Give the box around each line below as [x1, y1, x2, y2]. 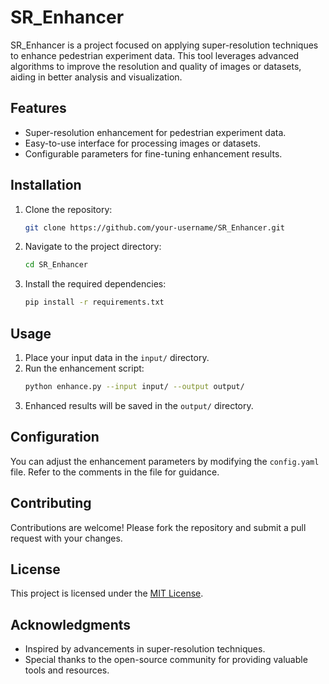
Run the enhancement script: [24, 362, 145, 374]
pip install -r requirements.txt [24, 297, 165, 308]
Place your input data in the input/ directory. [24, 352, 210, 363]
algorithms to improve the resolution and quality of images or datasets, [10, 60, 302, 72]
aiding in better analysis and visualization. [10, 71, 183, 83]
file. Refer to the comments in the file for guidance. [10, 466, 220, 478]
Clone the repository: [24, 203, 113, 215]
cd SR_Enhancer [24, 260, 89, 270]
